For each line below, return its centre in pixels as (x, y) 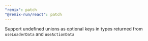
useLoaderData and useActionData (40, 34)
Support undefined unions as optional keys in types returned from (74, 28)
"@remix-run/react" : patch (33, 14)
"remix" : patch (21, 10)
